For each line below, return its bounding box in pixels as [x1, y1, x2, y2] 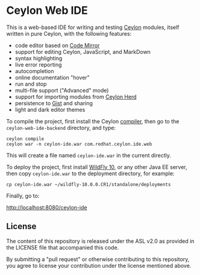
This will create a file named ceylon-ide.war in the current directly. [6, 152, 172, 159]
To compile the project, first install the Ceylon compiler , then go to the [6, 117, 180, 125]
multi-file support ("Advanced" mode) [14, 86, 109, 94]
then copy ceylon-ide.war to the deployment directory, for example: [6, 170, 175, 177]
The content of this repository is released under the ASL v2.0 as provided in [6, 237, 195, 245]
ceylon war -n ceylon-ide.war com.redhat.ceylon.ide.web [6, 141, 152, 147]
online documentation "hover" [14, 74, 90, 81]
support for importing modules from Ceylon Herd [14, 93, 137, 100]
